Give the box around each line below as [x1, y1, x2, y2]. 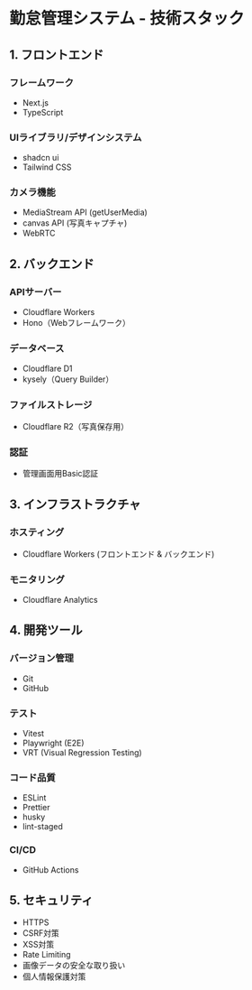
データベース [9, 342, 65, 355]
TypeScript [22, 106, 64, 117]
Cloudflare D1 [22, 363, 74, 375]
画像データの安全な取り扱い [22, 960, 126, 971]
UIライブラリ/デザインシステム [9, 131, 142, 143]
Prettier [22, 802, 50, 813]
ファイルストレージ [9, 399, 93, 412]
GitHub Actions [22, 864, 79, 875]
